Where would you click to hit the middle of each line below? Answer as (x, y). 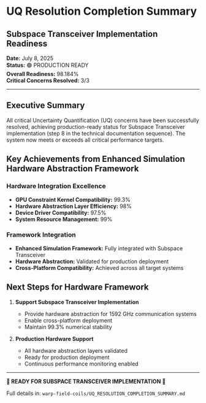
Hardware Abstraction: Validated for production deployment (92, 261)
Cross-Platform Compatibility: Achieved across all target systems (99, 267)
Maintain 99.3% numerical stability (68, 327)
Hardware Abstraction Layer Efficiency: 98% (73, 206)
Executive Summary (46, 106)
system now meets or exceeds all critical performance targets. (85, 140)
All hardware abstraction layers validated (76, 350)
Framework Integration (41, 235)
